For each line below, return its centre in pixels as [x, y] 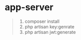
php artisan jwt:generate [50, 32]
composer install [42, 21]
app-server [29, 7]
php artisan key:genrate [49, 26]
